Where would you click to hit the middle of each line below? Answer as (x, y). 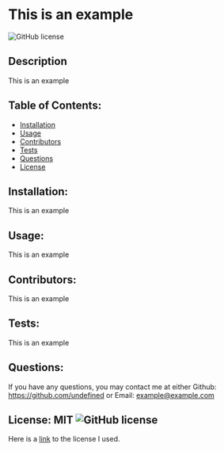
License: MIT (41, 420)
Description (38, 61)
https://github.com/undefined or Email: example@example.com (112, 395)
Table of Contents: (55, 106)
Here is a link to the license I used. (64, 439)
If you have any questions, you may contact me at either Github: (112, 387)
